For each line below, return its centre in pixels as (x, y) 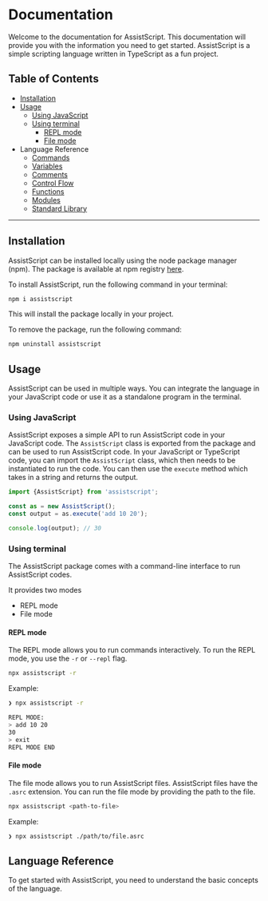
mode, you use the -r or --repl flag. (68, 659)
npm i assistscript (41, 299)
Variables (47, 166)
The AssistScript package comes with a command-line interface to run (124, 566)
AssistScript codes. (40, 575)
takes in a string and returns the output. (73, 478)
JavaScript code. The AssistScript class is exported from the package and (132, 443)
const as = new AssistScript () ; (62, 506)
